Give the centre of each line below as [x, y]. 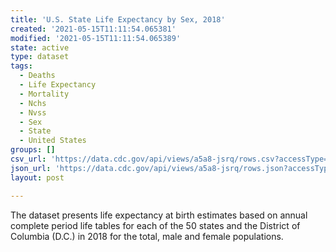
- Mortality [44, 94]
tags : [21, 66]
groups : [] [33, 150]
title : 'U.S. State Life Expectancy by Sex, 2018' [118, 19]
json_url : [31, 168]
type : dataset [40, 57]
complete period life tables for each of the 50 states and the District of [155, 225]
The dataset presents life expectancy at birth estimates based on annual [159, 215]
